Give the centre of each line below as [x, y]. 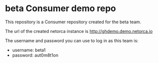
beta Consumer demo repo [61, 8]
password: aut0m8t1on [35, 55]
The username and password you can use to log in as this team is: [72, 40]
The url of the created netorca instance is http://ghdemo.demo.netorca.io [79, 31]
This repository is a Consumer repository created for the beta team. [73, 22]
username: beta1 [29, 50]
